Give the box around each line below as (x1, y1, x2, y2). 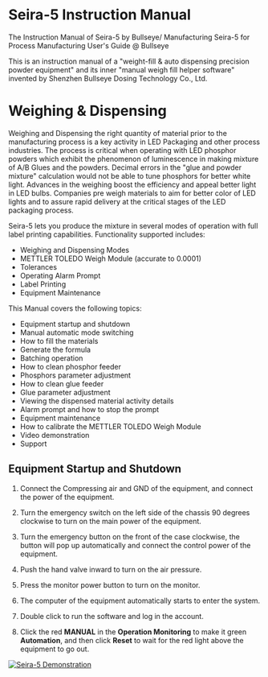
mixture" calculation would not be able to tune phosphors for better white (8, 171, 251, 180)
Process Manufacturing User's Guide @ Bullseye (8, 40, 169, 50)
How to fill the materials (19, 336, 99, 345)
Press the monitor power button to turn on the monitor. (19, 580, 201, 589)
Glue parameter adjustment (19, 387, 111, 397)
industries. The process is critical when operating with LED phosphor (8, 145, 237, 155)
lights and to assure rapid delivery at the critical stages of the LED (8, 196, 226, 206)
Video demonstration (19, 430, 90, 440)
